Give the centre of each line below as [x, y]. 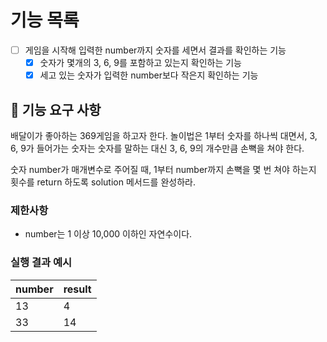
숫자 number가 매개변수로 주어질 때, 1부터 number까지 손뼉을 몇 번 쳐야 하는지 [163, 169]
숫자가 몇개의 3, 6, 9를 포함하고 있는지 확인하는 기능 [140, 62]
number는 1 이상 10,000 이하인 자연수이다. [108, 234]
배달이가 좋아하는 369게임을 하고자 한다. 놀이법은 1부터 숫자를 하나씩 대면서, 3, [164, 135]
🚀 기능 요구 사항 [56, 109]
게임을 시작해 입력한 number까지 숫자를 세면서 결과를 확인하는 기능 [155, 50]
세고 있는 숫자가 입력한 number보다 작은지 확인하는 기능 [149, 75]
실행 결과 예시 [41, 263]
